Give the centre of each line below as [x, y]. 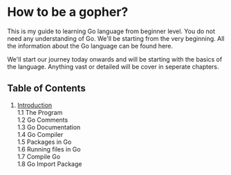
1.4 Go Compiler [40, 134]
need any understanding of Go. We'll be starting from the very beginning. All [116, 38]
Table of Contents [47, 88]
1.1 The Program [40, 112]
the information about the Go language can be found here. [90, 46]
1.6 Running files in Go [49, 149]
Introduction [35, 105]
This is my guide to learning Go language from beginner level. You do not [111, 31]
